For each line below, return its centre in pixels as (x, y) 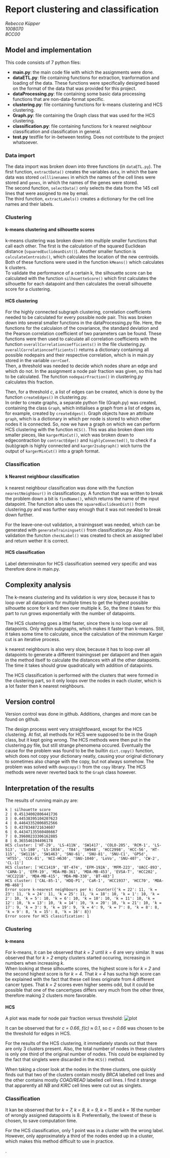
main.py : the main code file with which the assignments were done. (83, 72)
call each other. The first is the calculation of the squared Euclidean (75, 246)
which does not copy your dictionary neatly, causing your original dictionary (84, 756)
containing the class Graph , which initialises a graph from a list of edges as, (83, 408)
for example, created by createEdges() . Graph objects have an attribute (80, 413)
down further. (19, 515)
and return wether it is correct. (37, 541)
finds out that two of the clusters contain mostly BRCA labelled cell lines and (85, 1075)
